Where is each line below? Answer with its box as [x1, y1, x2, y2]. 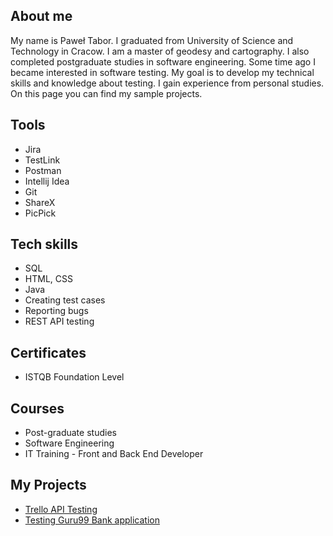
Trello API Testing [24, 503, 98, 515]
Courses [10, 400, 65, 417]
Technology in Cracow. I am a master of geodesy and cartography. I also [10, 45, 310, 57]
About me [10, 8, 73, 25]
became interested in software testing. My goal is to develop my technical [10, 66, 315, 78]
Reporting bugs [24, 305, 89, 317]
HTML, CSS [24, 273, 73, 285]
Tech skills [10, 236, 79, 253]
